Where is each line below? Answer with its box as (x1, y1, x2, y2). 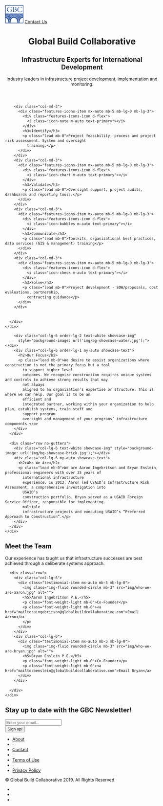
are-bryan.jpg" (5, 649, 36, 653)
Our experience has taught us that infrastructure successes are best (5, 555, 143, 561)
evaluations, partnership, (5, 290, 60, 295)
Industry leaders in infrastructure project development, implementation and (6, 76, 158, 82)
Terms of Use (12, 757, 40, 762)
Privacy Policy (12, 767, 41, 773)
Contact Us (24, 19, 47, 24)
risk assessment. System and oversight (5, 138, 86, 143)
